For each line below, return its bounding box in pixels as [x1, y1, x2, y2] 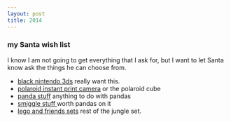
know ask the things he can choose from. [7, 63, 127, 72]
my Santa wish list [7, 40, 71, 50]
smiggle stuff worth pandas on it [17, 99, 111, 107]
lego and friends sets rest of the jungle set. [17, 107, 142, 115]
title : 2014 [7, 17, 42, 24]
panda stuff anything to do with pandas [17, 92, 132, 100]
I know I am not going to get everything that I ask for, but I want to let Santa [7, 55, 224, 64]
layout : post [7, 10, 45, 18]
